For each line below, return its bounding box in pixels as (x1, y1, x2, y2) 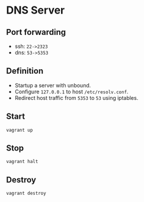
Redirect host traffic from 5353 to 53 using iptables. (14, 94, 139, 101)
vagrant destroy (6, 190, 46, 197)
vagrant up (6, 127, 33, 133)
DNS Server (6, 4, 65, 17)
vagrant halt (6, 159, 39, 165)
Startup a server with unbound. (14, 82, 91, 89)
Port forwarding (6, 27, 66, 37)
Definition (6, 66, 43, 76)
